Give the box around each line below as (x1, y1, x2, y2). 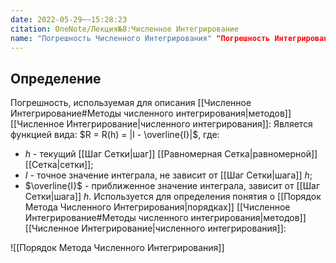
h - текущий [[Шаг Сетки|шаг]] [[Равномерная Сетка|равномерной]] (24, 148, 318, 160)
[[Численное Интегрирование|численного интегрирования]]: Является (10, 118, 313, 130)
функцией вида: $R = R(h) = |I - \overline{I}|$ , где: (10, 129, 220, 141)
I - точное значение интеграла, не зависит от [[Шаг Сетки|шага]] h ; (24, 169, 313, 181)
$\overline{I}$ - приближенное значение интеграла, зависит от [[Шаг (24, 180, 321, 192)
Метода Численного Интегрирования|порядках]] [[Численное (24, 201, 291, 213)
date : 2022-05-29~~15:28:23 (10, 14, 128, 25)
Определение (10, 70, 102, 87)
